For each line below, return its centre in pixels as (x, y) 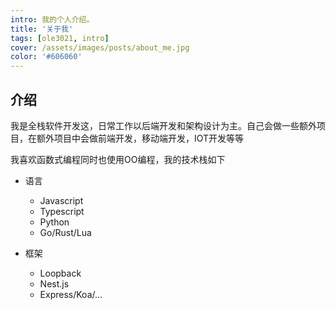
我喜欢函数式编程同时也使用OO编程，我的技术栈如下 (118, 159)
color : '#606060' (46, 57)
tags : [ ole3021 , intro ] (60, 38)
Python (54, 222)
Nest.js (54, 283)
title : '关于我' (42, 29)
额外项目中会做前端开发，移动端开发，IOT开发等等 (140, 138)
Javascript (61, 200)
